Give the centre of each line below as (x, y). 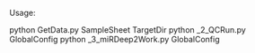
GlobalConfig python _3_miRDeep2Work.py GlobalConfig (114, 39)
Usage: (22, 13)
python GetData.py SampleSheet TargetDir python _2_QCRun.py (128, 30)
